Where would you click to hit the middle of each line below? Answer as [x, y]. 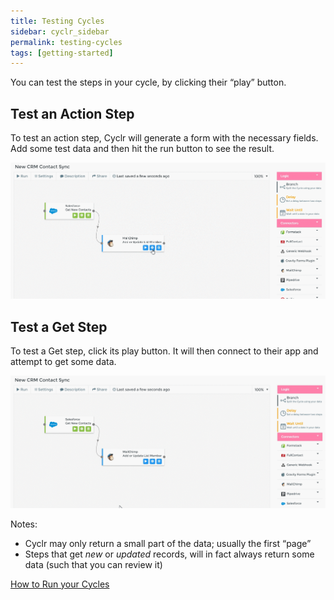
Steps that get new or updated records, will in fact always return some [169, 554]
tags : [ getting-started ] [62, 53]
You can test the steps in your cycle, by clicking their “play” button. [148, 82]
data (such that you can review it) [93, 564]
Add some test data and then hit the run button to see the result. [142, 149]
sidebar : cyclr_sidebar [60, 31]
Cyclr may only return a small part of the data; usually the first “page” [168, 543]
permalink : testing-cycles [66, 42]
